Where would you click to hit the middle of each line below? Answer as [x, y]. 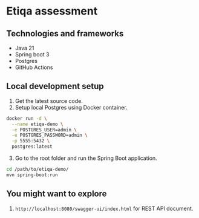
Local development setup [55, 86]
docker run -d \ [27, 118]
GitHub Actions [34, 67]
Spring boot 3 [32, 54]
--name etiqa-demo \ [38, 124]
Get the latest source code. [49, 101]
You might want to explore [57, 194]
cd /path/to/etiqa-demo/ [38, 170]
